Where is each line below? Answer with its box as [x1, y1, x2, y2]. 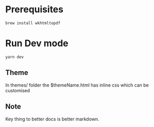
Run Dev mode [5, 37, 69, 49]
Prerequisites [5, 4, 64, 15]
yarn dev [5, 54, 24, 59]
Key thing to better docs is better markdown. [5, 116, 100, 122]
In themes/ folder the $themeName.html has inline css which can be [5, 82, 149, 88]
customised [5, 87, 30, 93]
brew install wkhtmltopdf [5, 20, 60, 26]
